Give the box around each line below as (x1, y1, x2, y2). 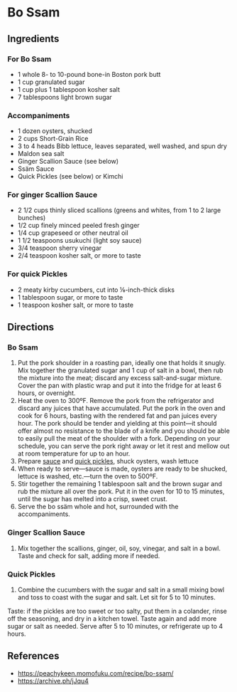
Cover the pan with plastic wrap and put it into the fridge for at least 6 (17, 382, 222, 390)
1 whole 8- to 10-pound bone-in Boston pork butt (17, 70, 161, 78)
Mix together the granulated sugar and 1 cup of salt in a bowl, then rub (17, 366, 224, 374)
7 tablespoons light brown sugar (17, 93, 112, 101)
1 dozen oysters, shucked (17, 127, 92, 135)
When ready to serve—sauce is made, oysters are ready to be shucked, (17, 464, 228, 473)
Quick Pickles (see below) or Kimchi (17, 172, 123, 181)
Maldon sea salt (17, 150, 65, 158)
